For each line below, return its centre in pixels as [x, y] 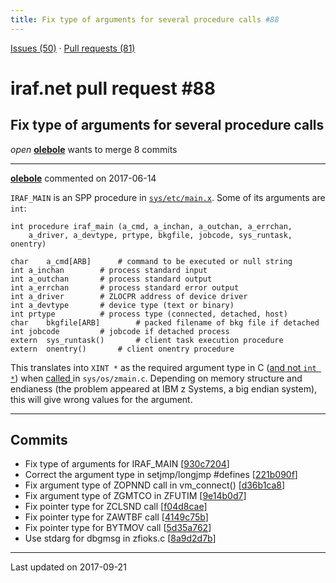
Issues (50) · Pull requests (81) [73, 48]
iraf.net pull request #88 [113, 88]
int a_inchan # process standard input [109, 270]
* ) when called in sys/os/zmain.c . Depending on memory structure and [156, 378]
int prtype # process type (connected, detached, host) [149, 314]
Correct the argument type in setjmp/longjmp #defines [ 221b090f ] [161, 475]
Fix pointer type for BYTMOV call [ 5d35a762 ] [118, 528]
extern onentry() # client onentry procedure [122, 349]
